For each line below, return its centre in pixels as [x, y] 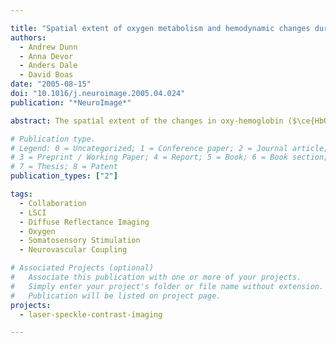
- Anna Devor [46, 56]
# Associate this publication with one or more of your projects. [156, 277]
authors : [28, 37]
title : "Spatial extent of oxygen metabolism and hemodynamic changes [160, 28]
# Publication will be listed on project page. [116, 296]
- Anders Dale [48, 66]
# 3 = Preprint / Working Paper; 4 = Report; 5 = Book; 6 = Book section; [169, 157]
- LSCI [33, 212]
